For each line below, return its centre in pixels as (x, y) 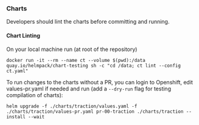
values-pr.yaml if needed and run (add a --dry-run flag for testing (89, 89)
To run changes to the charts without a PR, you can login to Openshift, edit (100, 82)
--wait (37, 117)
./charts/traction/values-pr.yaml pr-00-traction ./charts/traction (95, 111)
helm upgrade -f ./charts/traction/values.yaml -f (72, 106)
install (16, 117)
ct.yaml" (17, 71)
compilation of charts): (35, 95)
